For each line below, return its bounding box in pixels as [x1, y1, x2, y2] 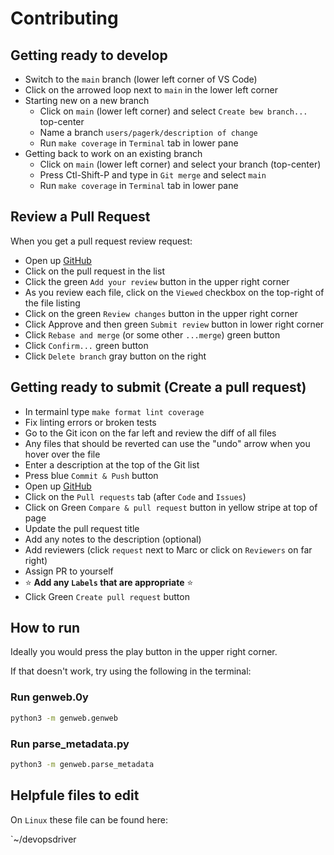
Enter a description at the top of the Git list [24, 458, 200, 471]
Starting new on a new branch [24, 95, 150, 106]
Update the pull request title [24, 522, 140, 534]
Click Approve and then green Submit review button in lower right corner [24, 318, 325, 330]
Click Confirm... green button [24, 339, 149, 351]
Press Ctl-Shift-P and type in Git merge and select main [39, 169, 267, 181]
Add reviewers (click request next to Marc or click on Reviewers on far [24, 543, 313, 556]
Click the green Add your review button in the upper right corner [24, 275, 290, 287]
